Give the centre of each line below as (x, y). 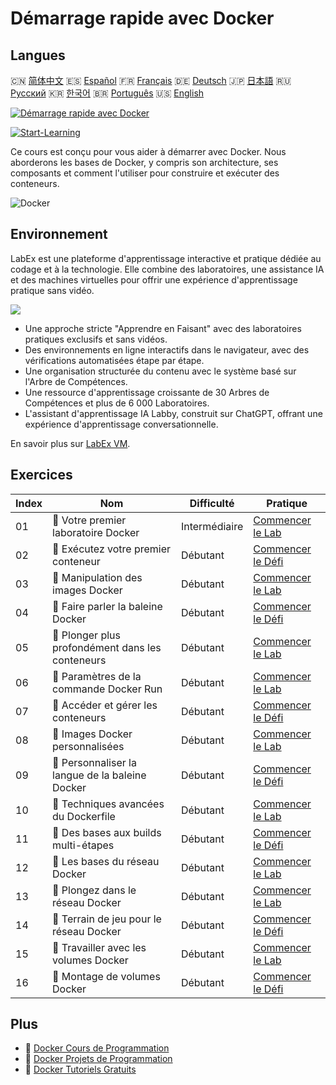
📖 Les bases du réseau (106, 861)
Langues (38, 55)
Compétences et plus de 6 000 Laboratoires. (117, 403)
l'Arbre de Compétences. (76, 381)
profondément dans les (107, 647)
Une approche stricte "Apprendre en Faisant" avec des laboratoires (163, 328)
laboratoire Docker (96, 532)
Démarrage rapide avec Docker (142, 18)
